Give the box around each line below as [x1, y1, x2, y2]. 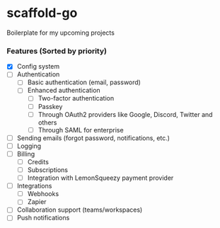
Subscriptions [27, 165, 69, 174]
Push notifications [16, 214, 70, 222]
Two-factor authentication [37, 94, 115, 103]
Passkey [37, 102, 63, 110]
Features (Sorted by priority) [6, 46, 108, 56]
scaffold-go [6, 5, 78, 21]
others [37, 118, 57, 127]
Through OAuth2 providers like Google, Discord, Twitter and [37, 110, 213, 118]
